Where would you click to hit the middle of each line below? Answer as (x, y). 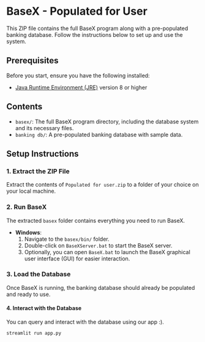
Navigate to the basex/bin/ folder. (67, 239)
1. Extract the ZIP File (38, 171)
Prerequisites (32, 60)
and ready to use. (28, 294)
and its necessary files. (44, 128)
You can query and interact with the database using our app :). (85, 322)
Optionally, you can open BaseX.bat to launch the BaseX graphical (107, 252)
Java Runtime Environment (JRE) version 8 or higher (81, 87)
